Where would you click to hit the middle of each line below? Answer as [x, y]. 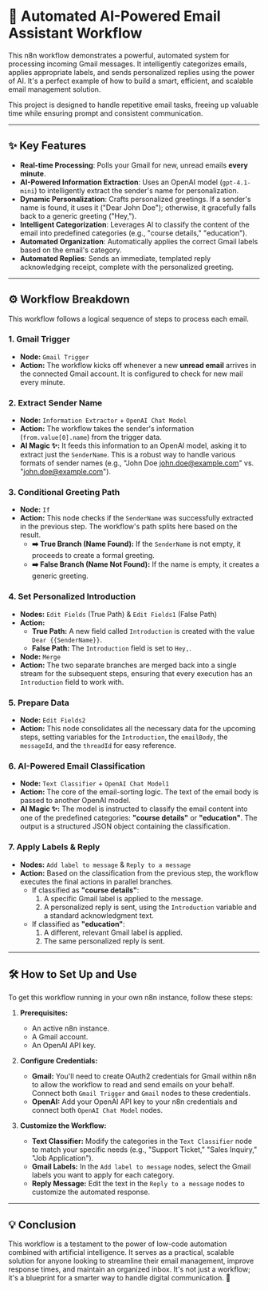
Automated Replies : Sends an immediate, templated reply [115, 258]
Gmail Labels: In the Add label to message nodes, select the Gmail [141, 1167]
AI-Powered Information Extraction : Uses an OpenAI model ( [121, 182]
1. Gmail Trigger [39, 339]
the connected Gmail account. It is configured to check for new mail [131, 374]
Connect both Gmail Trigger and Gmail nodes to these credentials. [141, 1094]
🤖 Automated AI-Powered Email [114, 16]
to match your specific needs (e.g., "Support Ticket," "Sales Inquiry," [144, 1150]
